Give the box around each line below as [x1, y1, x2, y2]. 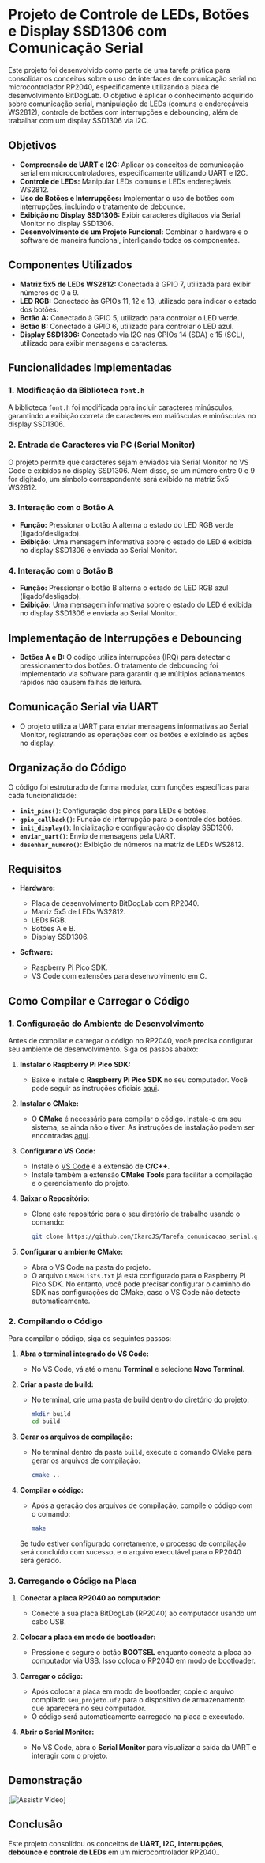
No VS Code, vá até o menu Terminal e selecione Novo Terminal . [31, 1365, 245, 1374]
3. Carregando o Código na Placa [8, 1575, 137, 1586]
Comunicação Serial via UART [8, 700, 159, 714]
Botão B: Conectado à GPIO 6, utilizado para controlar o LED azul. [19, 321, 234, 331]
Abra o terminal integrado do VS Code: [19, 1349, 150, 1358]
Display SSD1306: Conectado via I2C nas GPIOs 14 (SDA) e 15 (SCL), [19, 330, 245, 339]
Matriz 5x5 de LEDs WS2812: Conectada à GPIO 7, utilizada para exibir [19, 279, 251, 289]
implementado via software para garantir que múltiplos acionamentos [19, 668, 246, 678]
